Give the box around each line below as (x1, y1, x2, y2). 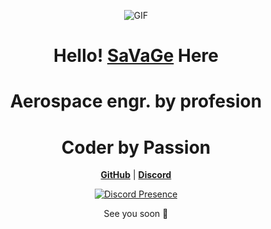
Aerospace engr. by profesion (9, 90, 263, 113)
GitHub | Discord (100, 169, 172, 181)
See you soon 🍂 (103, 208, 169, 220)
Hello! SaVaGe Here (52, 45, 220, 67)
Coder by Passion (61, 136, 211, 159)
